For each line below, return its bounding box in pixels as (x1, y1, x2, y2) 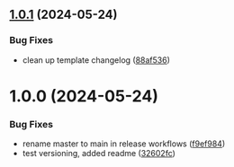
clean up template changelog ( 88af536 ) (22, 54, 171, 66)
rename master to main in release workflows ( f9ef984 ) (22, 138, 226, 149)
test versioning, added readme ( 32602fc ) (22, 148, 175, 159)
